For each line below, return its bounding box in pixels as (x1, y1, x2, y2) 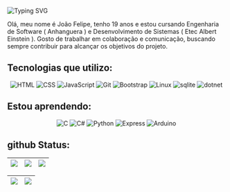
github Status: (7, 139, 71, 151)
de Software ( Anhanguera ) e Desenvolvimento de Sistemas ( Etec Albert (7, 28, 217, 35)
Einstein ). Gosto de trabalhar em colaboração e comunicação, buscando (7, 35, 216, 43)
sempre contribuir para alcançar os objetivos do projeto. (7, 42, 168, 50)
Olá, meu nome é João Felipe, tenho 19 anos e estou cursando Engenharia (7, 20, 220, 28)
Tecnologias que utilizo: (7, 62, 113, 74)
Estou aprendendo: (7, 101, 91, 112)
